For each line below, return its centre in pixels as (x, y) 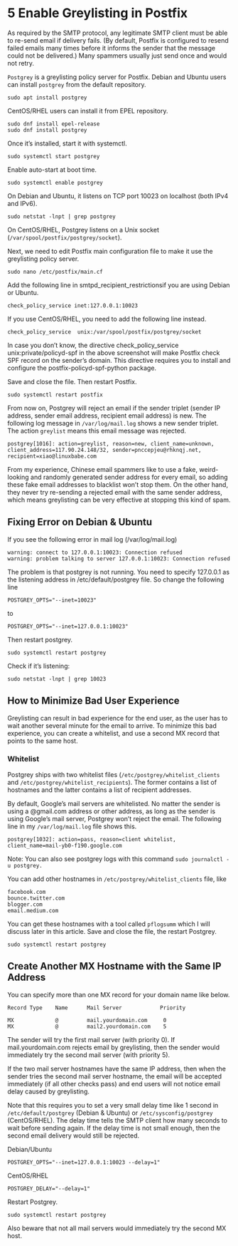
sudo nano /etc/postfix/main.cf (55, 272)
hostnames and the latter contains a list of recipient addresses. (99, 790)
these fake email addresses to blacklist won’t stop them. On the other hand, (118, 484)
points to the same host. (43, 741)
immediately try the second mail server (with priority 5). (89, 1055)
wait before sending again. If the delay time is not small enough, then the (114, 1128)
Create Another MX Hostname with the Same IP (114, 966)
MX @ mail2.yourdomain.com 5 (87, 1026)
